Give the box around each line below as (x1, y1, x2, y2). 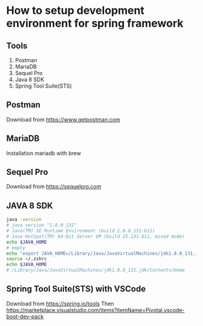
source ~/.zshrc (6, 256, 47, 262)
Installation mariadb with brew (6, 149, 82, 157)
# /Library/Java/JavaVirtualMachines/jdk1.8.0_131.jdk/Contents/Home (6, 267, 185, 273)
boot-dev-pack (6, 313, 44, 320)
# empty (6, 244, 26, 251)
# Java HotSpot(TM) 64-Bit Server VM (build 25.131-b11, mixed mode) (6, 233, 185, 240)
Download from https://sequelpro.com (6, 183, 101, 191)
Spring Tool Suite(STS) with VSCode (6, 284, 146, 294)
